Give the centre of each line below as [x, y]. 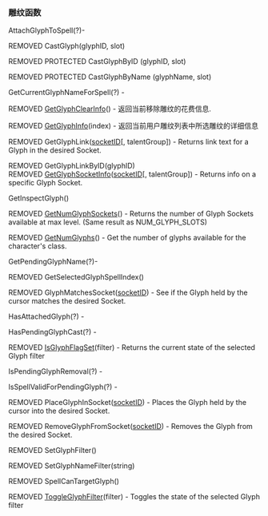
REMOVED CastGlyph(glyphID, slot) [67, 46]
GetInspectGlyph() [39, 198]
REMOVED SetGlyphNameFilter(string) [72, 466]
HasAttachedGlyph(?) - [46, 316]
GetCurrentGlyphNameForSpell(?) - [67, 93]
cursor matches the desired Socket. [67, 301]
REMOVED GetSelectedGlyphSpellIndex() [76, 277]
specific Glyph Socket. [46, 183]
